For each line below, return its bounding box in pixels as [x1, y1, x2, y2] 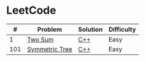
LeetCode [6, 4, 56, 17]
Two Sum [27, 35, 54, 44]
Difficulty [108, 25, 137, 33]
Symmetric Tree [27, 45, 72, 53]
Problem [37, 25, 62, 33]
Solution [78, 25, 103, 33]
